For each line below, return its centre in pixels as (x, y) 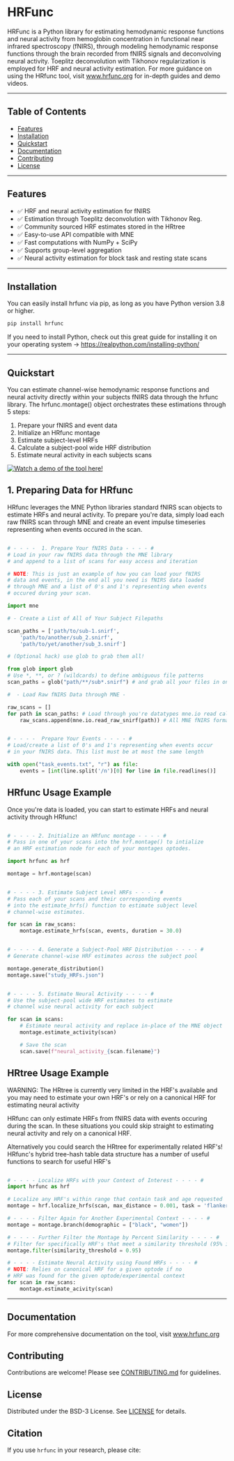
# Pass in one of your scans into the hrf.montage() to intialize (106, 842)
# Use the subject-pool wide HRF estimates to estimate (90, 1000)
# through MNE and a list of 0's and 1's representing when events (107, 587)
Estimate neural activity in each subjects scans (84, 455)
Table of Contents (47, 112)
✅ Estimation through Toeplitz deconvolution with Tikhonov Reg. (110, 219)
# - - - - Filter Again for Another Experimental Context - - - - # (109, 1218)
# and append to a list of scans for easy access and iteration (102, 561)
